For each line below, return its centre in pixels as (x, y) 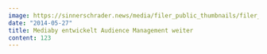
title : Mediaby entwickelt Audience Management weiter (101, 30)
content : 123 (30, 38)
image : (19, 15)
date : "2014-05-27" (41, 23)
